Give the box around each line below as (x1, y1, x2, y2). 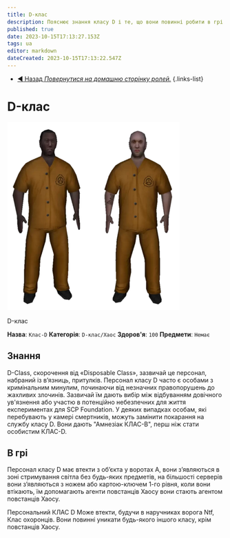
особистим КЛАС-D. (7, 427, 67, 435)
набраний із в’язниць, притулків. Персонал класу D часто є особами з (7, 376, 213, 384)
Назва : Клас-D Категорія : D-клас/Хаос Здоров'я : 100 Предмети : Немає (7, 330, 210, 338)
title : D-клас (7, 11, 48, 18)
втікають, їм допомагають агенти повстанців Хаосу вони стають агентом (7, 488, 223, 496)
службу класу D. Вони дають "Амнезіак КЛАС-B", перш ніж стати (7, 420, 200, 428)
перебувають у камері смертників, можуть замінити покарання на (7, 412, 205, 421)
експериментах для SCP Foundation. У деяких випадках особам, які (7, 405, 207, 414)
